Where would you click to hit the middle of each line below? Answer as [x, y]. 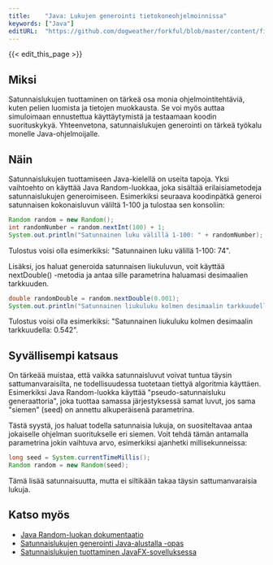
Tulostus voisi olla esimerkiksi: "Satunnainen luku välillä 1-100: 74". [120, 250]
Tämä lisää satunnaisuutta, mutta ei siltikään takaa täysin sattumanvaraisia [133, 480]
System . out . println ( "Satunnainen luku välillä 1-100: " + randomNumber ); [136, 235]
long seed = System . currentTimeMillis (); [80, 458]
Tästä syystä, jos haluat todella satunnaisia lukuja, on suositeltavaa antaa [130, 426]
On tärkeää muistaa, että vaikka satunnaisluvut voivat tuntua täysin [120, 376]
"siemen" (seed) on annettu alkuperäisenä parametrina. [102, 410]
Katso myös [39, 515]
